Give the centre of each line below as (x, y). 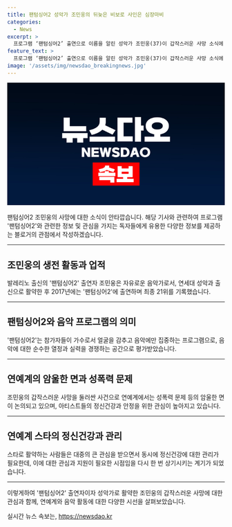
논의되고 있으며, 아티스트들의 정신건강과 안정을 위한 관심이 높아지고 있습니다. (117, 406)
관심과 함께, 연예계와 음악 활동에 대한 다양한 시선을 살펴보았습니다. (97, 501)
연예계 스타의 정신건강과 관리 (65, 436)
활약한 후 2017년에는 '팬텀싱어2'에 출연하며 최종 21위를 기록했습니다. (118, 292)
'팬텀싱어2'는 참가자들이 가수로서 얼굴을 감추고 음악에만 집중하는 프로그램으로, (112, 340)
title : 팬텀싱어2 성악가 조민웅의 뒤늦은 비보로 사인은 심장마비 (86, 15)
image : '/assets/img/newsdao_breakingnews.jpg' (77, 66)
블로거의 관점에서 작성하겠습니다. (59, 235)
